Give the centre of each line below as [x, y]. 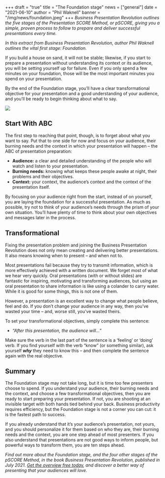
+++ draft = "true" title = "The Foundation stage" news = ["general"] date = [81, 7]
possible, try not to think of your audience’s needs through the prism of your [82, 207]
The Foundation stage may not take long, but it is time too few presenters [79, 383]
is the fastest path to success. [36, 415]
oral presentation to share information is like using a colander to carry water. [82, 286]
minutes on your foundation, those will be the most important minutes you [80, 73]
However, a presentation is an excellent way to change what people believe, [82, 301]
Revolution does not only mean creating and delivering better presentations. [82, 250]
